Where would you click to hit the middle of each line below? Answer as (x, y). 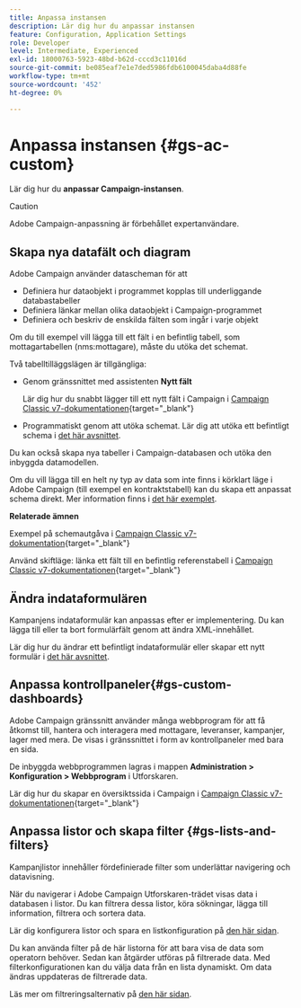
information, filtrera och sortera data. (78, 913)
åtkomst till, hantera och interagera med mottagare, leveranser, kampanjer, (147, 729)
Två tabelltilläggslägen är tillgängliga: (78, 364)
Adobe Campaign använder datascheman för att (98, 274)
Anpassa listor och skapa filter (97, 831)
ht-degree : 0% (36, 93)
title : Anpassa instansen (58, 18)
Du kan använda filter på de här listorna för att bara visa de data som (137, 948)
